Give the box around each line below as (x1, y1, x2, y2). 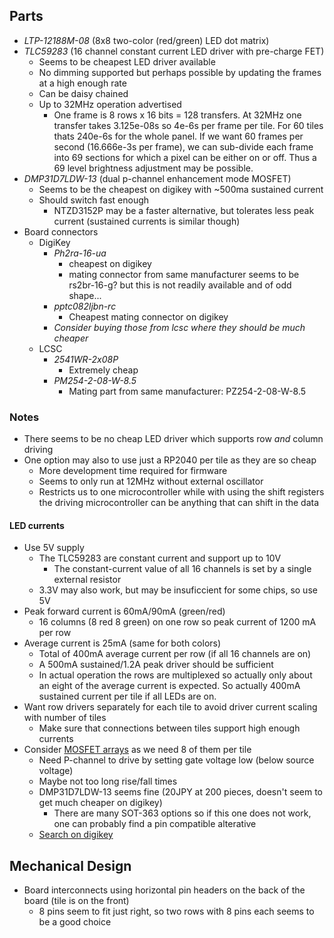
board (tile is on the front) (23, 895, 130, 907)
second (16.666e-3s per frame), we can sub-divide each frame (53, 140, 314, 153)
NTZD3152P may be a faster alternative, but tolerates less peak (53, 204, 315, 216)
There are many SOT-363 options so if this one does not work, (53, 807, 312, 819)
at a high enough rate (38, 77, 127, 89)
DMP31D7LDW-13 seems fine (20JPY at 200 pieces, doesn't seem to (38, 786, 323, 798)
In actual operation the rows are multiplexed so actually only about (38, 669, 313, 681)
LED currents (9, 519, 65, 531)
